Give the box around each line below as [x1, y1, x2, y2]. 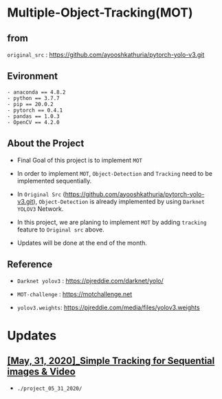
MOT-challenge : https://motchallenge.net [16, 290, 133, 298]
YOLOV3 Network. [16, 205, 64, 213]
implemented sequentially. [16, 176, 92, 185]
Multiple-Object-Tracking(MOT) [7, 5, 193, 21]
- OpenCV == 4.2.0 [7, 119, 60, 125]
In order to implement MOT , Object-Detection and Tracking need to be [16, 169, 213, 177]
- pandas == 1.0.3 [7, 112, 60, 120]
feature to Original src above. [16, 225, 104, 234]
